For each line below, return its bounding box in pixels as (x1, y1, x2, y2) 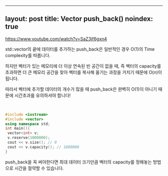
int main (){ (5, 126, 30, 131)
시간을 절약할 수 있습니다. (14, 165, 64, 171)
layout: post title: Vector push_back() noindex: (5, 14, 153, 23)
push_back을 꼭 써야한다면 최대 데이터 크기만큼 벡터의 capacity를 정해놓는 (5, 158, 152, 165)
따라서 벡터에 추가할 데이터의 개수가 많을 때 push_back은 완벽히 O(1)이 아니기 (5, 86, 157, 92)
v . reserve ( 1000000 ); (7, 135, 50, 140)
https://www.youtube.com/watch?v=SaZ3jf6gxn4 (5, 35, 107, 41)
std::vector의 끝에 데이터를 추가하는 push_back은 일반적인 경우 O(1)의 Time (5, 46, 155, 52)
